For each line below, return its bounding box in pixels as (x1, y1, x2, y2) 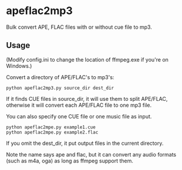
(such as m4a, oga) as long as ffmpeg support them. (6, 157, 134, 164)
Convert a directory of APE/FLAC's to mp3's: (6, 73, 114, 80)
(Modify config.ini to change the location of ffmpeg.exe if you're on (6, 56, 169, 63)
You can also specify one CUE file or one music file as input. (6, 113, 152, 120)
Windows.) (6, 62, 32, 69)
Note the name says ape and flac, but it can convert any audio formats (6, 151, 177, 158)
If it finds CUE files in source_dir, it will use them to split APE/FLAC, (6, 95, 168, 102)
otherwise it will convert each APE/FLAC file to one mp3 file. (6, 101, 151, 108)
